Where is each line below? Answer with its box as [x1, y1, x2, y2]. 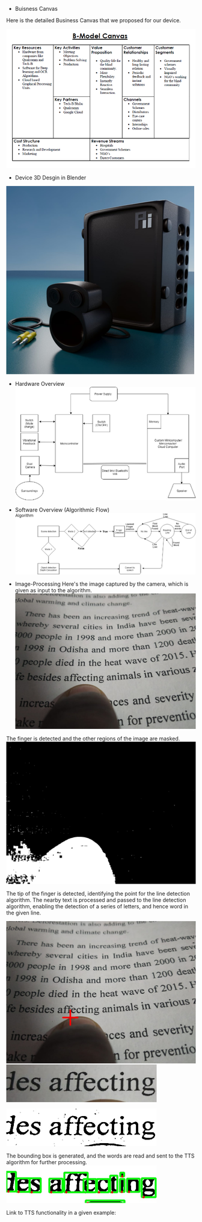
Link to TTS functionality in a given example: [6, 1209, 116, 1216]
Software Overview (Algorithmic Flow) [14, 506, 110, 513]
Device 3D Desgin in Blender [14, 174, 87, 181]
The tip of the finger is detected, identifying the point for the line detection [6, 890, 191, 897]
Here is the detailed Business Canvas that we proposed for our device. [6, 17, 182, 23]
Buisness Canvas [14, 5, 58, 12]
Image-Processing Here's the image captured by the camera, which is [14, 580, 189, 588]
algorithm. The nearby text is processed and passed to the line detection [6, 896, 186, 904]
